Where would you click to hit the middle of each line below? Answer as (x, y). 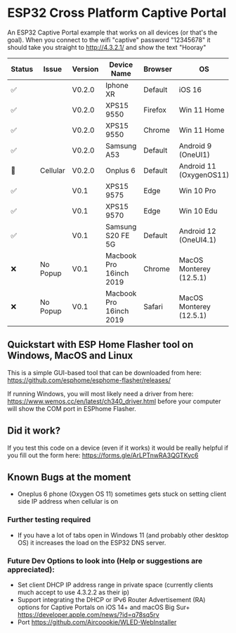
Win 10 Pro (197, 190)
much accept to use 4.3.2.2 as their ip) (73, 592)
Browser (158, 69)
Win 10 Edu (198, 211)
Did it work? (34, 431)
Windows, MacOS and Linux (70, 356)
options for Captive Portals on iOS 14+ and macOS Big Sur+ (104, 607)
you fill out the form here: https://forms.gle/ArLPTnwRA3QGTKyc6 (103, 455)
